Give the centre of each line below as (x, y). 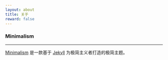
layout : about (20, 10)
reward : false (20, 19)
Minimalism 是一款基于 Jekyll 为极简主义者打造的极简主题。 (66, 52)
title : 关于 (17, 14)
